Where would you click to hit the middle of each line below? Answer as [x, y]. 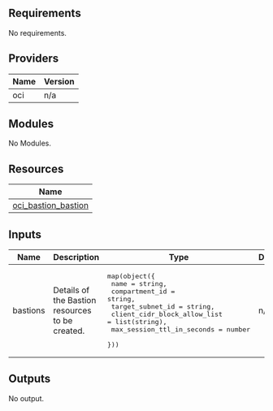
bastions [29, 310]
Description [76, 257]
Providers [34, 59]
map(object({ [131, 277]
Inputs [25, 234]
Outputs [30, 379]
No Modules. [30, 143]
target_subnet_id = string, [163, 307]
